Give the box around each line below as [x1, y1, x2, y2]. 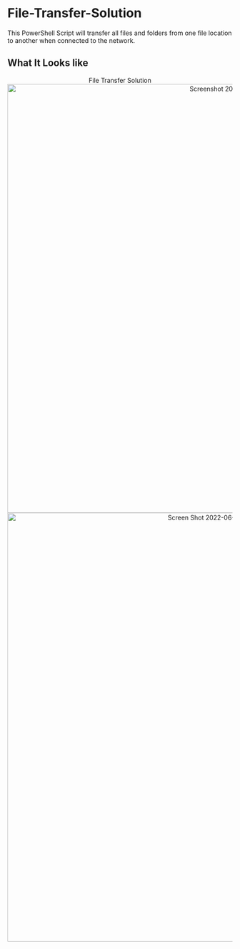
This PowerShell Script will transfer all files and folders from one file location [7, 29, 232, 37]
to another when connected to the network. [7, 36, 136, 44]
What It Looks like [7, 57, 89, 69]
